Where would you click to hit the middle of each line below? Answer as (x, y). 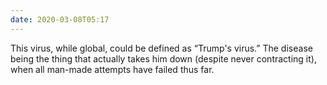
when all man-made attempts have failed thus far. (112, 69)
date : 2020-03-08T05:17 (60, 19)
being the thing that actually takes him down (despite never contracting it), (163, 58)
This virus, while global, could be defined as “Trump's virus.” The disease (161, 48)
